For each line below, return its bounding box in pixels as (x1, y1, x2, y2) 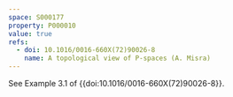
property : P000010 (8, 21, 76, 30)
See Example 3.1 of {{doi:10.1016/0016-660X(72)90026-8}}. (8, 78, 225, 88)
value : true (8, 29, 52, 38)
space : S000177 (8, 12, 65, 22)
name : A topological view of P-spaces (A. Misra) (24, 54, 212, 63)
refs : (8, 37, 28, 47)
